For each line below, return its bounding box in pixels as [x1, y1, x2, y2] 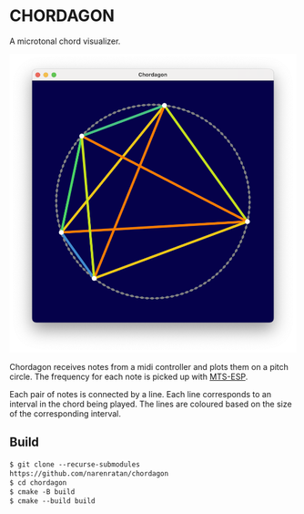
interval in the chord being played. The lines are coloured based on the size [9, 398, 293, 409]
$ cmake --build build [9, 496, 96, 506]
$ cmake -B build [9, 487, 76, 497]
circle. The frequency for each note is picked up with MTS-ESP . [9, 371, 248, 382]
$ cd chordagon [9, 478, 67, 488]
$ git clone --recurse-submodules [9, 459, 141, 469]
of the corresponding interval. [9, 407, 121, 419]
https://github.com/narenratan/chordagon [9, 468, 169, 478]
